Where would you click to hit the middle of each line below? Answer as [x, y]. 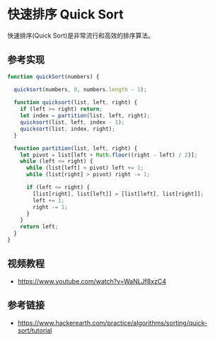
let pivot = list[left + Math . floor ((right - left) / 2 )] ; [109, 155]
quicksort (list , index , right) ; [68, 129]
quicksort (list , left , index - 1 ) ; [72, 122]
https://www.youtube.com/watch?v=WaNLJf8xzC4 [92, 281]
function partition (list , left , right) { [76, 148]
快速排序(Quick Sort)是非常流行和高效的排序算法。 [81, 35]
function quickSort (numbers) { [53, 76]
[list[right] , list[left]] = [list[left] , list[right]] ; [118, 194]
